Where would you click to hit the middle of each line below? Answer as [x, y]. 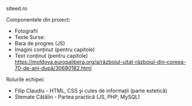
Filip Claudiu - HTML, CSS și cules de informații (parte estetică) [91, 91]
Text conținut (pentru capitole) [51, 56]
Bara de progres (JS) [40, 43]
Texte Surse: [30, 37]
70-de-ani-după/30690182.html [53, 68]
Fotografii [26, 31]
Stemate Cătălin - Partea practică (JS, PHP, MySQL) [77, 97]
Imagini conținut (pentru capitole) [55, 50]
